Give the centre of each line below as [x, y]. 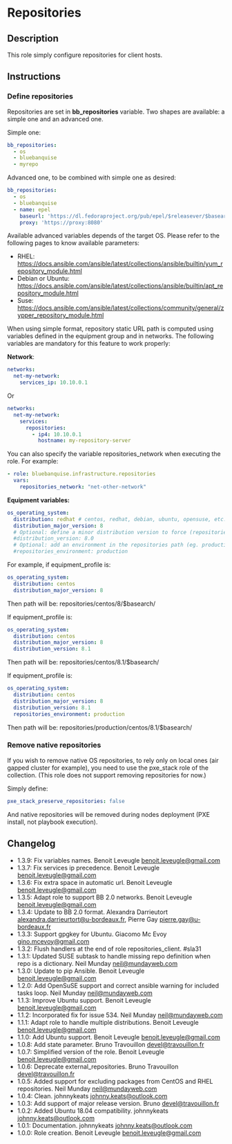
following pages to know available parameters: [74, 243]
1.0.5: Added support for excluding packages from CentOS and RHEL [115, 1081]
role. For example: [33, 461]
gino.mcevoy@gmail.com [53, 941]
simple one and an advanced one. [55, 118]
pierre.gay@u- [180, 919]
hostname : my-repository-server [84, 441]
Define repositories [40, 96]
